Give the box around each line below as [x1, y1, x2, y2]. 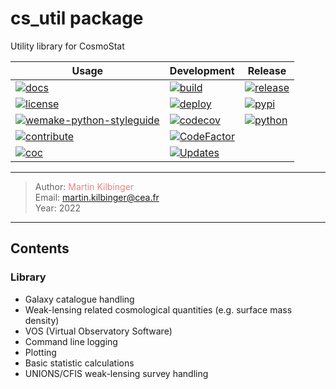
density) [24, 314, 60, 326]
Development [169, 63, 235, 77]
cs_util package [10, 7, 144, 30]
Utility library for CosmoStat [10, 40, 125, 52]
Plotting [24, 346, 57, 358]
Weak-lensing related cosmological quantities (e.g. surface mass [24, 303, 293, 316]
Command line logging [24, 335, 118, 347]
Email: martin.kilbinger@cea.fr [34, 191, 160, 203]
